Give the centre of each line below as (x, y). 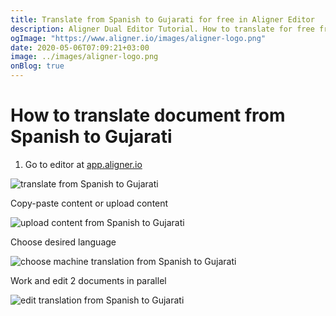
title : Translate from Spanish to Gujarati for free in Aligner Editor (162, 19)
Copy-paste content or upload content (89, 203)
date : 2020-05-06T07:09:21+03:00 (80, 47)
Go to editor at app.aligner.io (83, 164)
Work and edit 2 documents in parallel (88, 280)
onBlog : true (37, 66)
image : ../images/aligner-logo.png (84, 57)
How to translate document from (148, 115)
